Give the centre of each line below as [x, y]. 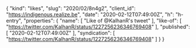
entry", [14, 21]
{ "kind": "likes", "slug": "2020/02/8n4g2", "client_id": [71, 8]
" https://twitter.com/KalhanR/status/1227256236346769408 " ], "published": [98, 27]
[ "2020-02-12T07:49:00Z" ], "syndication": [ [61, 33]
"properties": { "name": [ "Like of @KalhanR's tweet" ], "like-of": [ [102, 21]
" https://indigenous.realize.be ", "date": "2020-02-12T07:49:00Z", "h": [90, 14]
